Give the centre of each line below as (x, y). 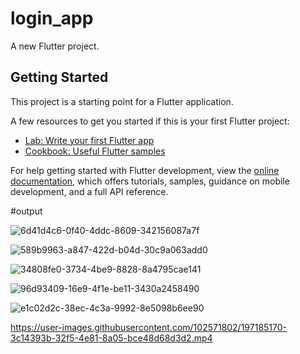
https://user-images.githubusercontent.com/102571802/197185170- (149, 327)
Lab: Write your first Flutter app (89, 140)
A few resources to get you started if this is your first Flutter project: (150, 121)
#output (26, 211)
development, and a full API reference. (89, 191)
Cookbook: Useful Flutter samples (95, 151)
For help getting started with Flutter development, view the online (145, 170)
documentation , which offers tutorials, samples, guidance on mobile (150, 181)
